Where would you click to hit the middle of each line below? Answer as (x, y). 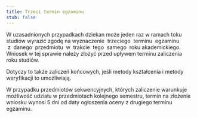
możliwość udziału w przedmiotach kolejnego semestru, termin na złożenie (98, 96)
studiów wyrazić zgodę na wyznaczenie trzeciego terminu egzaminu (93, 41)
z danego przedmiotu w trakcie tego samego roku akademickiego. (94, 47)
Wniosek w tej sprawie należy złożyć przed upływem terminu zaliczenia (94, 53)
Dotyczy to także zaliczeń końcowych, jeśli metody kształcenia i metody (95, 71)
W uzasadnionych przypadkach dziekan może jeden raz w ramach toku (94, 34)
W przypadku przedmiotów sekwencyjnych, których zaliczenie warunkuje (97, 89)
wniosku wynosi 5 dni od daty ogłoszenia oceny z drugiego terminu (89, 102)
